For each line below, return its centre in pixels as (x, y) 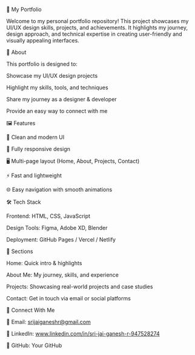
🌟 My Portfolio (24, 9)
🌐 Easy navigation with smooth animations (59, 189)
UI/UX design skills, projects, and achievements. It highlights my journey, (97, 28)
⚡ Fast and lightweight (34, 175)
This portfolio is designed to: (42, 64)
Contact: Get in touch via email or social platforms (69, 298)
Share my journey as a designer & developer (61, 99)
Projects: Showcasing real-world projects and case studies (80, 286)
